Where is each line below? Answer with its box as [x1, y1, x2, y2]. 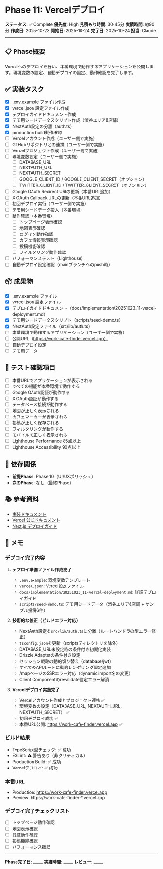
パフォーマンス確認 [12, 844, 51, 850]
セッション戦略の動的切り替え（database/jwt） [19, 658, 114, 664]
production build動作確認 [12, 129, 62, 135]
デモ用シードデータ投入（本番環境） [12, 207, 85, 213]
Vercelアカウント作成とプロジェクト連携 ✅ [19, 697, 105, 703]
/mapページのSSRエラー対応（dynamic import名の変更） [19, 670, 133, 676]
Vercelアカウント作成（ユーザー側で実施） [12, 135, 98, 141]
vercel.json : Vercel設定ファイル [19, 583, 84, 589]
